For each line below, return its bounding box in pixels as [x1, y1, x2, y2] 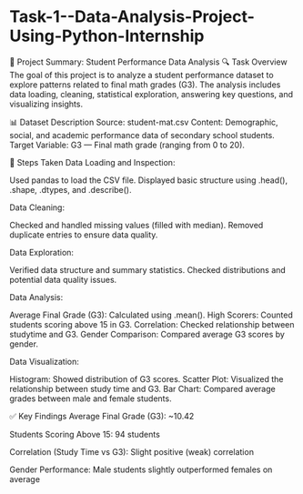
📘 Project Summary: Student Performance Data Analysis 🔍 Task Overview [9, 56, 288, 67]
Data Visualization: [9, 356, 80, 367]
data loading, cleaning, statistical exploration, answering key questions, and [9, 88, 294, 99]
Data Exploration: [9, 247, 75, 257]
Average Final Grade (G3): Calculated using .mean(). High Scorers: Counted [9, 309, 293, 320]
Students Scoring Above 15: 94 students [9, 428, 161, 439]
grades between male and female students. [9, 393, 172, 404]
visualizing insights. [9, 98, 84, 109]
